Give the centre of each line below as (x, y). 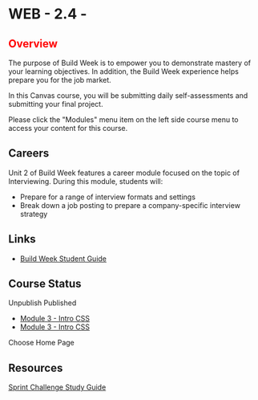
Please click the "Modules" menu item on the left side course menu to (123, 120)
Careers (29, 153)
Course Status (45, 284)
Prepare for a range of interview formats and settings (108, 197)
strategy (34, 214)
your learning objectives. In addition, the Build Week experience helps (123, 71)
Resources (36, 367)
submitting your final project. (56, 104)
